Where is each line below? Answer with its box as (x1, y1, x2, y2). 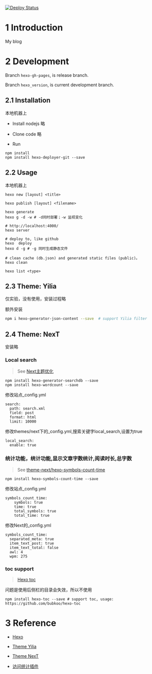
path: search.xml (9, 406, 46, 411)
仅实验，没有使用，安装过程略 (5, 296, 66, 302)
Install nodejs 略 (12, 121, 46, 126)
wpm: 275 (9, 553, 28, 559)
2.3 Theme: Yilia (5, 282, 57, 290)
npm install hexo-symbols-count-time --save (5, 476, 99, 481)
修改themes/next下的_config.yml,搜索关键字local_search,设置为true (5, 429, 143, 434)
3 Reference (5, 617, 56, 629)
